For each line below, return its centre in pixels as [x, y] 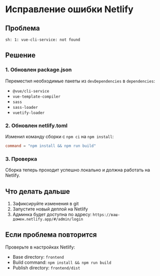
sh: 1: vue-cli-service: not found [43, 40]
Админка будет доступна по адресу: [52, 214]
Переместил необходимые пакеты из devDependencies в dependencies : [80, 81]
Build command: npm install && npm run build [62, 262]
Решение [21, 55]
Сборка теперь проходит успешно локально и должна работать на [78, 170]
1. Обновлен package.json [38, 70]
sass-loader [25, 107]
